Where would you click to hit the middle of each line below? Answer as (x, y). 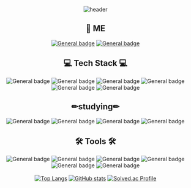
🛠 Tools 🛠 (95, 141)
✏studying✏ (95, 107)
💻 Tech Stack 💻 (95, 63)
